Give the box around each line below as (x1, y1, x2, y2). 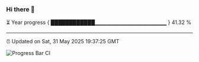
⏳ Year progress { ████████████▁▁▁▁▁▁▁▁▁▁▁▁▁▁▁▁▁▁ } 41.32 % (6, 19, 191, 26)
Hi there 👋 (6, 5, 36, 13)
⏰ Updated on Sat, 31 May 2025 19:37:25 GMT (6, 38, 120, 45)
